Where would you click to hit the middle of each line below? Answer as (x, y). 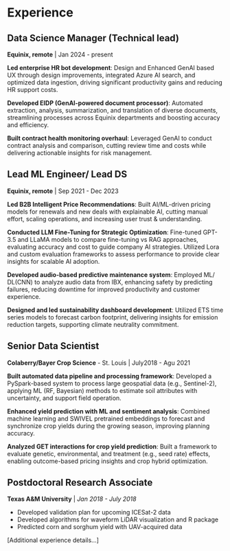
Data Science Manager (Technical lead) (93, 38)
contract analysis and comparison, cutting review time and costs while (107, 145)
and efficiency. (28, 125)
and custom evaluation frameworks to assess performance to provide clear (113, 254)
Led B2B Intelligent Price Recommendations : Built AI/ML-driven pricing (109, 204)
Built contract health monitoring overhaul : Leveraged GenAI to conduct (110, 138)
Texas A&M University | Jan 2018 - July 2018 (72, 499)
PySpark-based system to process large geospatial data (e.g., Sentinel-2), (112, 383)
